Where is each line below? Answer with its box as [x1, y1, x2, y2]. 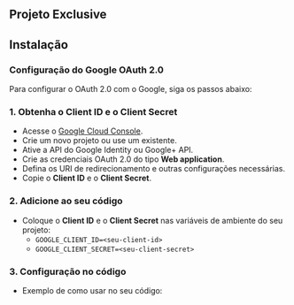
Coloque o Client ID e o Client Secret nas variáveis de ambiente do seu [21, 215, 283, 225]
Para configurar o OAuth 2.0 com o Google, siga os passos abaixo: [9, 84, 252, 95]
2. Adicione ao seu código [9, 194, 123, 207]
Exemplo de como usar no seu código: [21, 285, 163, 295]
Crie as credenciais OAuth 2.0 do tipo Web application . [21, 154, 225, 164]
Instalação [9, 37, 69, 52]
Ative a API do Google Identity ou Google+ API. [21, 145, 194, 156]
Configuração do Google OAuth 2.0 [9, 64, 164, 76]
